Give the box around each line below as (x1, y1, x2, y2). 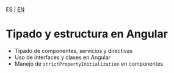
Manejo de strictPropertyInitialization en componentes (14, 60, 164, 67)
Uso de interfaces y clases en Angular (14, 54, 111, 61)
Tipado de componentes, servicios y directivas (14, 47, 133, 54)
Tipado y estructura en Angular (5, 27, 169, 41)
